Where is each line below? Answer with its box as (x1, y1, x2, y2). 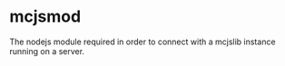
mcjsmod (9, 6, 82, 27)
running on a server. (9, 45, 84, 56)
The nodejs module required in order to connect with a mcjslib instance (9, 36, 276, 47)
